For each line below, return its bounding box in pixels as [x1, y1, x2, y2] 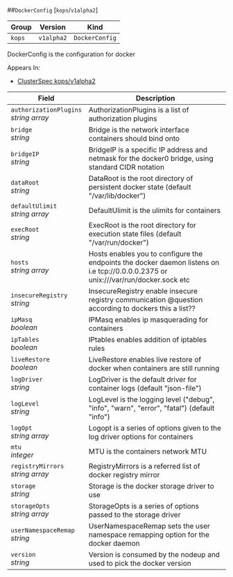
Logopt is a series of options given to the [88, 423, 222, 433]
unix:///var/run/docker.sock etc [88, 275, 191, 284]
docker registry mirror [88, 470, 160, 479]
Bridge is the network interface [88, 125, 189, 135]
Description [135, 94, 175, 103]
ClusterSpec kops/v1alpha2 [17, 77, 96, 85]
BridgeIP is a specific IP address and [88, 145, 208, 155]
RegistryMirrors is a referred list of [88, 461, 200, 471]
